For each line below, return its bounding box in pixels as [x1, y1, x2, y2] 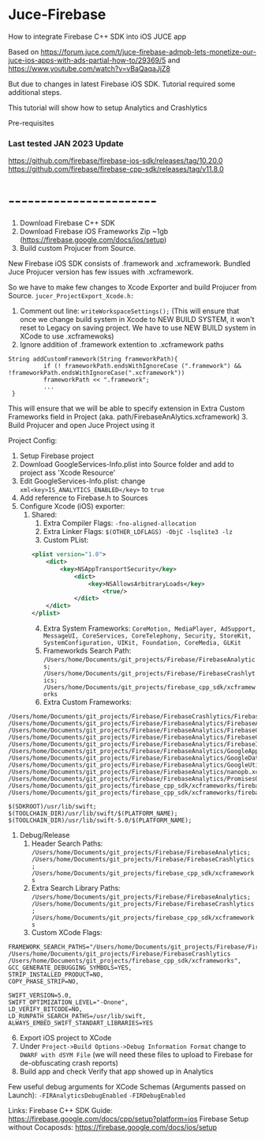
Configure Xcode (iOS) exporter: [19, 502, 125, 511]
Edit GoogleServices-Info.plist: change [19, 476, 146, 486]
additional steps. [8, 87, 62, 97]
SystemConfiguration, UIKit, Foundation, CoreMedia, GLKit [43, 639, 242, 647]
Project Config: [8, 436, 58, 445]
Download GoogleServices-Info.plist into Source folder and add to [19, 460, 234, 469]
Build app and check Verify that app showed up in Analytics [19, 1066, 215, 1077]
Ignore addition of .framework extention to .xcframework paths [19, 340, 225, 350]
